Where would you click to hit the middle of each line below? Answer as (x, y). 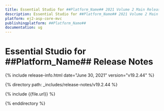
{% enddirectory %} (25, 103)
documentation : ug (24, 28)
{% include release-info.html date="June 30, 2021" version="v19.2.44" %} (80, 75)
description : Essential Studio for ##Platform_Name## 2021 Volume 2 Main (82, 14)
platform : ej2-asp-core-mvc (34, 18)
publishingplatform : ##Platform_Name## (46, 23)
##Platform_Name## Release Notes (79, 62)
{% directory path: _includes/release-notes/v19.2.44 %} (61, 85)
